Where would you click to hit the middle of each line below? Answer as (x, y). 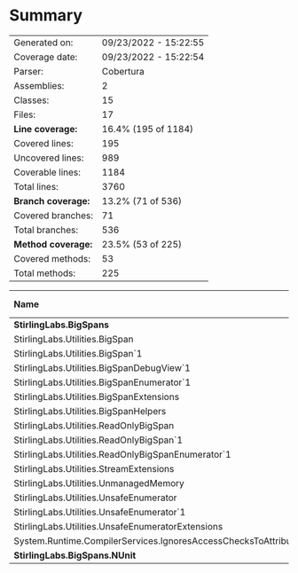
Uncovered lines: (49, 158)
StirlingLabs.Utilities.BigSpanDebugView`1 (102, 367)
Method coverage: (53, 244)
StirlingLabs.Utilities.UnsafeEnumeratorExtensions (118, 526)
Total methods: (45, 273)
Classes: (31, 100)
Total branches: (46, 230)
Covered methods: (52, 258)
